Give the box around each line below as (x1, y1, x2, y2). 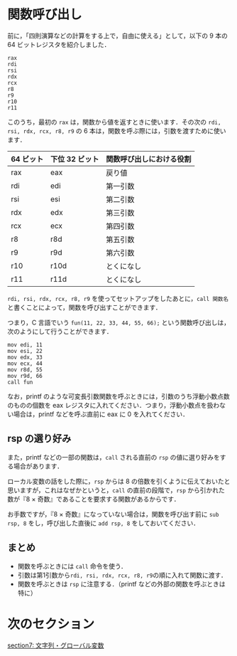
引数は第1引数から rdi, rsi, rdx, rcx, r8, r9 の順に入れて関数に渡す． (17, 571, 227, 579)
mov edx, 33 (7, 354, 43, 361)
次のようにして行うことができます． (7, 327, 114, 335)
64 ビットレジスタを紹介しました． (7, 40, 111, 48)
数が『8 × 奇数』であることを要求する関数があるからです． (7, 494, 180, 503)
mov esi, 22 (7, 347, 43, 354)
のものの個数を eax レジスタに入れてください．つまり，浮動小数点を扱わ (7, 401, 220, 409)
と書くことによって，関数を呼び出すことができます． (7, 303, 162, 312)
